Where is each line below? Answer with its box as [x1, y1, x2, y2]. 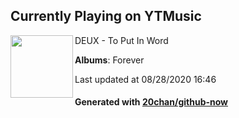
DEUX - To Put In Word [74, 34, 169, 46]
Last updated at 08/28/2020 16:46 [74, 73, 217, 85]
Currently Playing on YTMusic [10, 8, 202, 25]
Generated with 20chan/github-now [74, 96, 229, 108]
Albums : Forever [74, 54, 145, 66]
